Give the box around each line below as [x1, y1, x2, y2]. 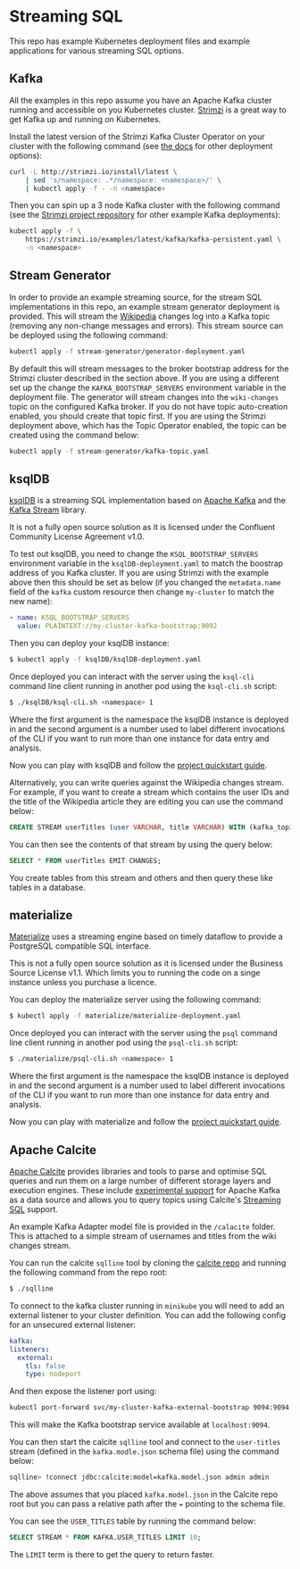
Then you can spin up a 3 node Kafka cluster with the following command [9, 200, 280, 211]
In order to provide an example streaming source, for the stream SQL [9, 292, 262, 303]
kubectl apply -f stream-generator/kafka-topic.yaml [9, 446, 210, 456]
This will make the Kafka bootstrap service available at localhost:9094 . [9, 1419, 271, 1430]
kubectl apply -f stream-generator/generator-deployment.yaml [9, 346, 246, 356]
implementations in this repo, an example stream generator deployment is [9, 301, 280, 311]
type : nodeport [25, 1370, 82, 1379]
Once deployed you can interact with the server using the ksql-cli [9, 671, 255, 682]
